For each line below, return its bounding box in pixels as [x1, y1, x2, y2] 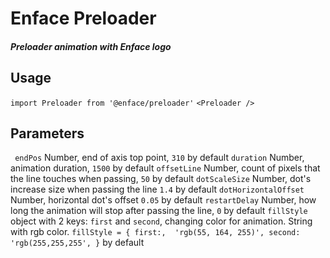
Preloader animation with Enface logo [10, 40, 172, 52]
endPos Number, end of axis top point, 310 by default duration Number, [14, 152, 305, 164]
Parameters [10, 125, 85, 142]
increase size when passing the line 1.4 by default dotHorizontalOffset [10, 183, 305, 196]
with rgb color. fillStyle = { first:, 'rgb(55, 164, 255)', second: [10, 226, 301, 238]
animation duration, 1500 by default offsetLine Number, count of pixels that [10, 162, 321, 174]
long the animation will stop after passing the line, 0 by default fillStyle [10, 205, 308, 217]
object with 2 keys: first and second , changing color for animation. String [10, 215, 313, 227]
